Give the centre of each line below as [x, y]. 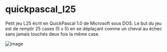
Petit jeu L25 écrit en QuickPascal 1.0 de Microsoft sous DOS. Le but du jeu [83, 23]
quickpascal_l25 [41, 9]
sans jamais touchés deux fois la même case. [52, 34]
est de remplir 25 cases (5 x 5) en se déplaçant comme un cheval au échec [84, 28]
